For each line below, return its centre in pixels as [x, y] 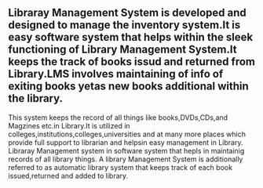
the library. [36, 98]
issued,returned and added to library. [68, 175]
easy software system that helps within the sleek [131, 37]
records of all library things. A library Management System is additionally [126, 159]
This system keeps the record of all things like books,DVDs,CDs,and [118, 117]
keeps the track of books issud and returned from [132, 62]
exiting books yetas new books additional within [128, 87]
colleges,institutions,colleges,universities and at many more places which [127, 134]
